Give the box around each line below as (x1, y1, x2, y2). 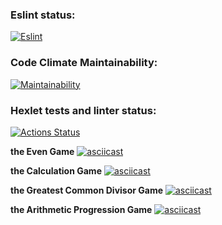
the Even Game (10, 145, 75, 157)
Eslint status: (10, 8, 76, 22)
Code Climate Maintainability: (10, 56, 158, 70)
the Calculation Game (10, 164, 102, 177)
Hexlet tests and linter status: (10, 103, 157, 117)
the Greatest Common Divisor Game (10, 184, 164, 196)
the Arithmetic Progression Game (10, 203, 153, 215)
